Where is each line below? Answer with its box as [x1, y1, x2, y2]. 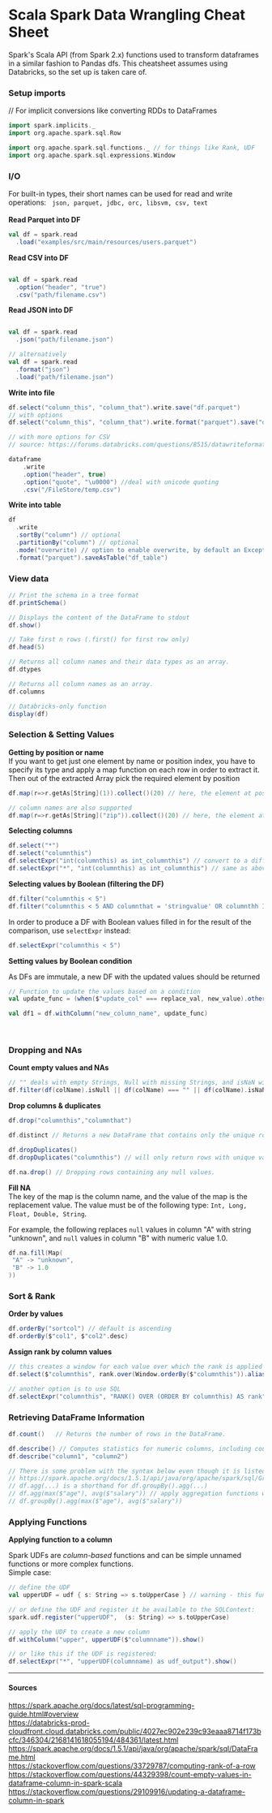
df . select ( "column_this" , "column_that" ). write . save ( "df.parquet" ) [8, 404, 241, 412]
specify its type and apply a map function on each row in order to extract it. [8, 765, 261, 775]
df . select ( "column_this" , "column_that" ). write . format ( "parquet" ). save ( [8, 418, 259, 427]
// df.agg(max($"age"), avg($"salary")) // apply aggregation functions [8, 1490, 259, 1498]
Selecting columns [8, 826, 73, 835]
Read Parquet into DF [8, 215, 81, 225]
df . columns [8, 688, 45, 696]
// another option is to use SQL [8, 1384, 121, 1393]
